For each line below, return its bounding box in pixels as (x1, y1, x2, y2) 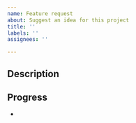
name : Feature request (7, 10, 73, 17)
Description (7, 67, 59, 80)
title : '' (7, 23, 36, 30)
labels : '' (7, 29, 39, 37)
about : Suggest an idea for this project (7, 17, 130, 24)
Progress (7, 91, 47, 103)
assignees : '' (7, 36, 49, 43)
